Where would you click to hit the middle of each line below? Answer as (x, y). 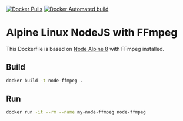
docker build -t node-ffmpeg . (44, 81)
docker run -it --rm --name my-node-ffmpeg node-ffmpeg (76, 112)
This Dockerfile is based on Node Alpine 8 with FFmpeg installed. (85, 49)
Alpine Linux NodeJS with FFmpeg (92, 33)
